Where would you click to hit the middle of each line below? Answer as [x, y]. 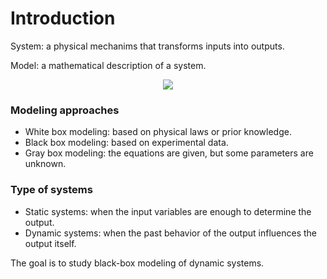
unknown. [45, 164]
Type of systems [51, 190]
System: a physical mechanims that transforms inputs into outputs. [147, 46]
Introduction [63, 18]
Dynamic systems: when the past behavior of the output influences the [170, 233]
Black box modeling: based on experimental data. [126, 143]
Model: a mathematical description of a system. [108, 65]
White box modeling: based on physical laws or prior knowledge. [158, 132]
